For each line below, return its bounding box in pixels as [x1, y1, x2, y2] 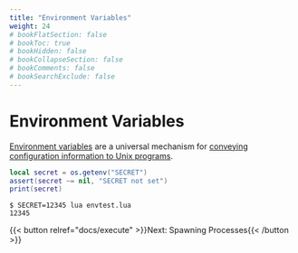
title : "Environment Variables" [9, 13, 131, 23]
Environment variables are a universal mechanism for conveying [9, 141, 249, 152]
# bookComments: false [9, 64, 95, 73]
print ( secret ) [9, 184, 63, 194]
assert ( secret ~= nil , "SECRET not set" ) [9, 176, 168, 185]
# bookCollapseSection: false [9, 55, 124, 64]
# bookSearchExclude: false [9, 72, 116, 81]
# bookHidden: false [9, 47, 88, 56]
